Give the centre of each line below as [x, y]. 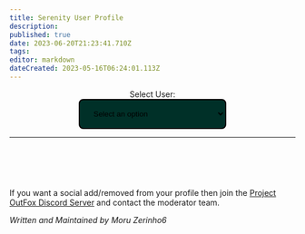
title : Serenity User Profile [67, 18]
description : [34, 26]
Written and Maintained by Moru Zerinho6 [89, 219]
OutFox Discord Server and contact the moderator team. [115, 202]
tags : [20, 52]
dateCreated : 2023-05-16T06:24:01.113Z [85, 69]
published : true [40, 34]
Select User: [152, 94]
